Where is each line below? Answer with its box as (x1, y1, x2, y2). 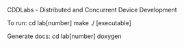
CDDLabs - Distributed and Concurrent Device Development (7, 6, 177, 14)
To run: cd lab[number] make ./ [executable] (7, 19, 132, 27)
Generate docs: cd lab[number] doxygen (7, 32, 122, 40)
